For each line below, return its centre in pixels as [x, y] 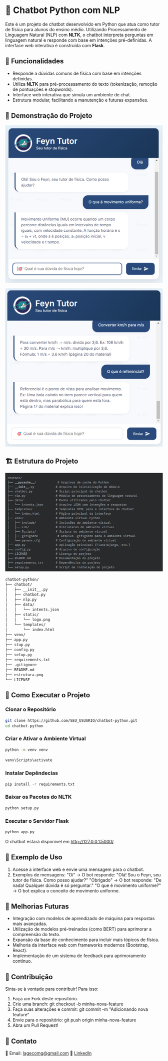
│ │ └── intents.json [32, 610]
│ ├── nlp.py [21, 599]
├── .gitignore [21, 665]
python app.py [20, 832]
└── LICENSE [17, 680]
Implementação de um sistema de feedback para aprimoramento [79, 956]
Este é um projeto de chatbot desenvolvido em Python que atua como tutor [82, 24]
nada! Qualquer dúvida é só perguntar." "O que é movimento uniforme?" [87, 885]
